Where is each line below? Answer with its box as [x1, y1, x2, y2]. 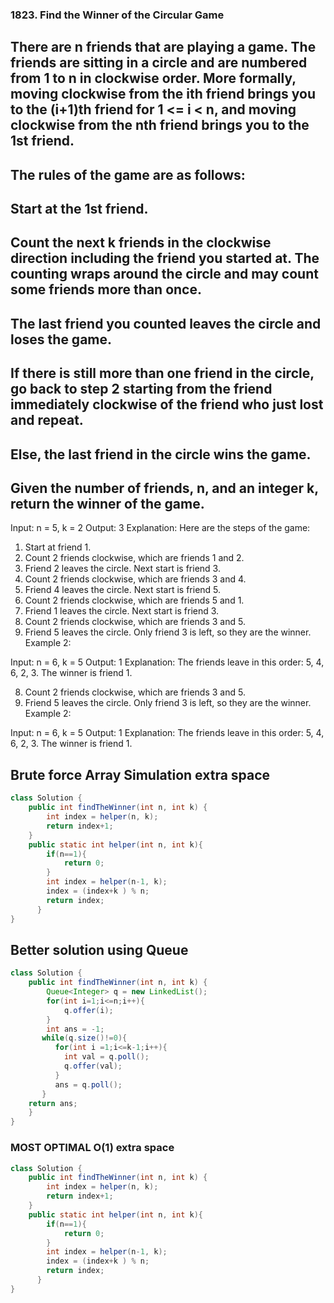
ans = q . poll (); [54, 1079, 123, 1090]
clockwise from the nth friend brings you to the [10, 117, 310, 134]
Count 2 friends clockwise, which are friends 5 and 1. [24, 594, 245, 607]
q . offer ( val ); [63, 1061, 123, 1072]
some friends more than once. [10, 281, 202, 298]
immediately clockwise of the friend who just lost [10, 396, 324, 413]
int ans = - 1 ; [46, 1024, 105, 1034]
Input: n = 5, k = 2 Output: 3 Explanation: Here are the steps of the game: [10, 522, 311, 534]
